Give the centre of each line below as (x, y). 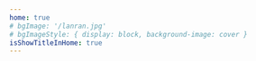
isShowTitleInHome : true (56, 43)
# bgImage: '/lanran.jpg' (58, 26)
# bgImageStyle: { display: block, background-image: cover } (128, 34)
